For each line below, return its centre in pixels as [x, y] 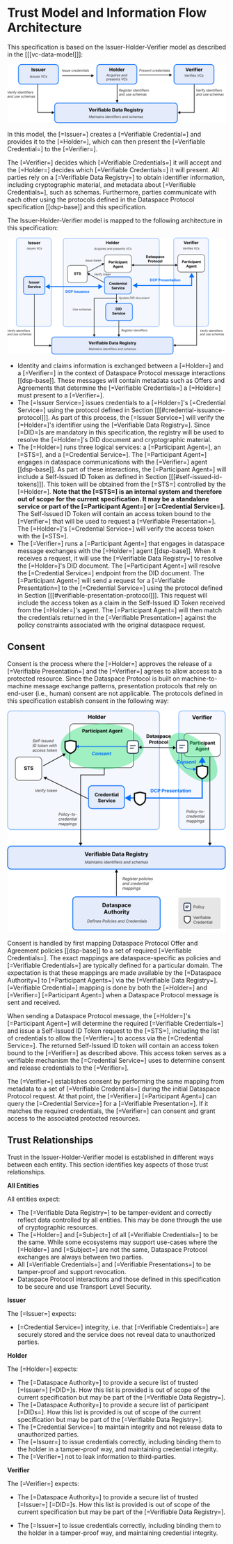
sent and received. [34, 1002]
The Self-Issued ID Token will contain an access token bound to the [114, 514]
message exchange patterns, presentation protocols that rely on [126, 686]
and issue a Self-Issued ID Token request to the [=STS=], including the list [113, 1031]
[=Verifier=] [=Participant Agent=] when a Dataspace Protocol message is [113, 994]
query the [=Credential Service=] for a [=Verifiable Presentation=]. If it [108, 1103]
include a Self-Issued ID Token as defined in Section [92, 477]
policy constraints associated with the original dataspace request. [112, 625]
